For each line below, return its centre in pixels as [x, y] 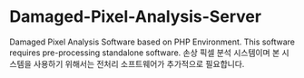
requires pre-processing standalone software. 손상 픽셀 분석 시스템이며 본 [145, 53]
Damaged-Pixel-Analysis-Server [135, 17]
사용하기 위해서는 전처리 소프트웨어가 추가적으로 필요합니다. [139, 63]
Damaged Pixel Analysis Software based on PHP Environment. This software [152, 42]
